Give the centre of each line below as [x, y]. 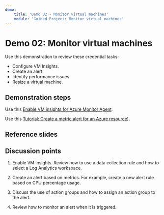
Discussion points [33, 151]
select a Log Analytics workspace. [47, 168]
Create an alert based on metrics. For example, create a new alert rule [83, 178]
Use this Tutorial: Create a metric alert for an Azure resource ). [68, 119]
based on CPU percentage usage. [46, 183]
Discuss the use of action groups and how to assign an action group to [84, 192]
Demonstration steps [38, 97]
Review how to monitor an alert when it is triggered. [64, 207]
